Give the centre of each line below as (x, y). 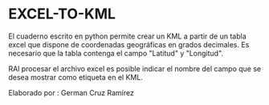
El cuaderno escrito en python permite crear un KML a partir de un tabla (127, 36)
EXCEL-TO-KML (62, 14)
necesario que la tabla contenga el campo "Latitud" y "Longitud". (116, 53)
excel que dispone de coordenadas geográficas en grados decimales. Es (129, 44)
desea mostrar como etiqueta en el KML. (75, 77)
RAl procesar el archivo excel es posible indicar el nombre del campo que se (135, 68)
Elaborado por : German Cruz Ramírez (71, 92)
